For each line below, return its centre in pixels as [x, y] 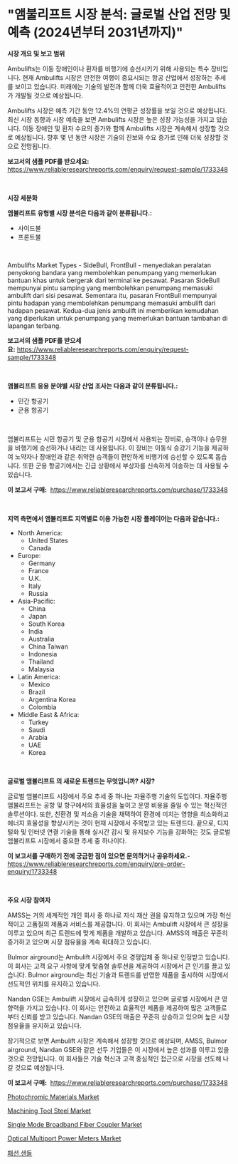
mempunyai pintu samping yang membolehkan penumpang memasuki [110, 288]
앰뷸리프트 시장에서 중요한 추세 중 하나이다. [67, 840]
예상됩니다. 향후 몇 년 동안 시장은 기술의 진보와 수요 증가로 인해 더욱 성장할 [118, 137]
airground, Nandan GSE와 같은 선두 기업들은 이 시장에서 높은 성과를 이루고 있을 [118, 1049]
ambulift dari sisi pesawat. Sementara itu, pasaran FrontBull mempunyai [112, 295]
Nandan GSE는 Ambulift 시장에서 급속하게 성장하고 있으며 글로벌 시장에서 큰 [114, 999]
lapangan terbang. [34, 326]
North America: [40, 532]
